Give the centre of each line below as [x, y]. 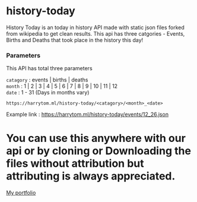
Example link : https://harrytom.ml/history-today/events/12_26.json [88, 115]
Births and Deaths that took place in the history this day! [75, 40]
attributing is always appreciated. [91, 176]
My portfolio [21, 193]
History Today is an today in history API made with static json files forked [96, 27]
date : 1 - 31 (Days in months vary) [48, 93]
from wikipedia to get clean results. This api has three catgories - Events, [96, 33]
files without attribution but [75, 164]
